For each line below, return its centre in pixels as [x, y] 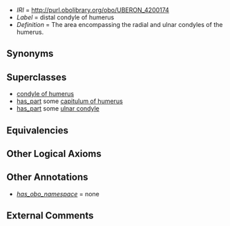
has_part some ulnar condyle [58, 109]
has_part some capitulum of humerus [70, 101]
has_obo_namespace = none [58, 194]
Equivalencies [37, 130]
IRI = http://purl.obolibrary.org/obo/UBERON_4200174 [93, 10]
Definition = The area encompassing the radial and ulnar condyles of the [119, 25]
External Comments [50, 216]
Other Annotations [47, 177]
